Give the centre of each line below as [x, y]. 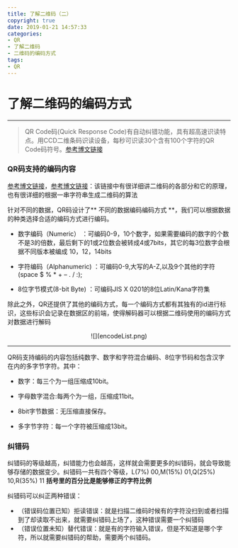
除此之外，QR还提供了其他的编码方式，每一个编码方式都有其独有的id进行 [114, 304]
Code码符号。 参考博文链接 [64, 149]
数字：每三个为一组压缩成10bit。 [65, 381]
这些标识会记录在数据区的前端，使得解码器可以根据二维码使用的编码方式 [125, 313]
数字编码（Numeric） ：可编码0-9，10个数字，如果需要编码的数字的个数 [123, 234]
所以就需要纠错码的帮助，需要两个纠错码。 [92, 537]
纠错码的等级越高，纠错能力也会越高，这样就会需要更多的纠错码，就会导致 [116, 463]
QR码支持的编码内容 [42, 169]
